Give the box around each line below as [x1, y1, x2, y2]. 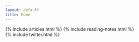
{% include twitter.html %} [5, 31, 60, 37]
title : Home [5, 12, 30, 17]
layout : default [5, 7, 39, 13]
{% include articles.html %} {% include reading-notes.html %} [5, 26, 134, 32]
